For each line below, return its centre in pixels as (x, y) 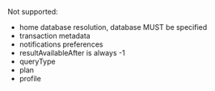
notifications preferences (61, 44)
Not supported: (33, 12)
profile (30, 79)
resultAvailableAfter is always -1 (72, 53)
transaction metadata (55, 36)
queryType (37, 61)
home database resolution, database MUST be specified (113, 27)
